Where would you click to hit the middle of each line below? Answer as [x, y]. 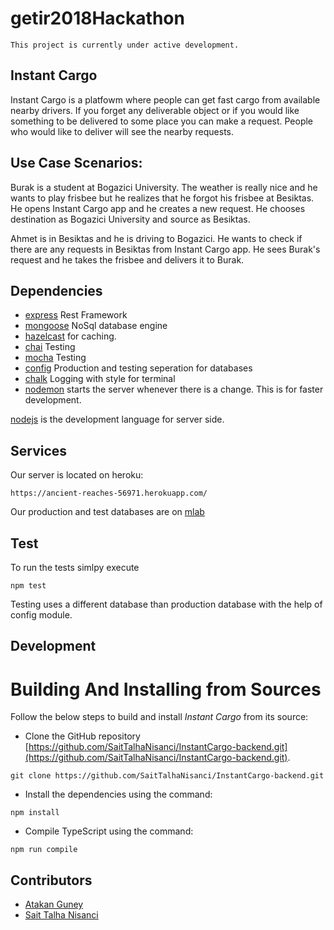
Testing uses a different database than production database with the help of [166, 604]
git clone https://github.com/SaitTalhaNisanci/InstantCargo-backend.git [167, 776]
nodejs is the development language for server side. [117, 419]
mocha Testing [55, 358]
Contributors [51, 880]
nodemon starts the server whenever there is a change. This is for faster [174, 389]
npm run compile [44, 850]
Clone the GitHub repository [82, 736]
